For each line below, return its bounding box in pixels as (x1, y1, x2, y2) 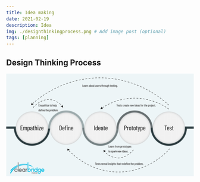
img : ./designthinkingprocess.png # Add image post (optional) (6, 29, 167, 34)
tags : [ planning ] (6, 34, 49, 41)
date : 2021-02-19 (6, 15, 49, 22)
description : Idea (6, 22, 52, 28)
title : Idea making (6, 10, 55, 15)
